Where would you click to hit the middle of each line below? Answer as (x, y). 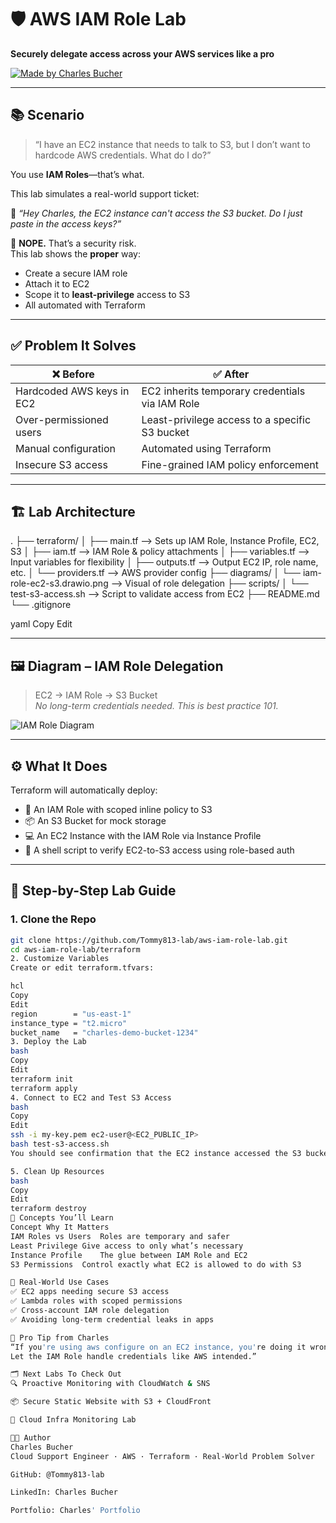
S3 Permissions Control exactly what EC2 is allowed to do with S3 (156, 1264)
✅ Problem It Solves (73, 346)
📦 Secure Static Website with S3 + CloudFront (111, 1402)
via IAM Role (170, 403)
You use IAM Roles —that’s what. (77, 174)
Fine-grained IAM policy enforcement (230, 464)
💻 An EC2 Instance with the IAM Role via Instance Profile (143, 835)
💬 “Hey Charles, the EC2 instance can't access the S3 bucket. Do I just (156, 213)
